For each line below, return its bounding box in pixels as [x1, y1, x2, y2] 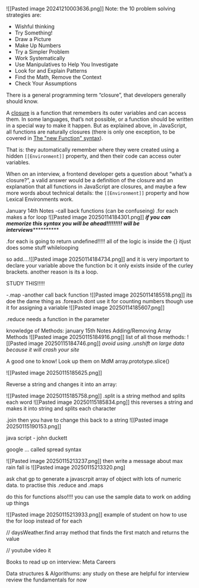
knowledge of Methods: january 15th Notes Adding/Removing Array [6, 327, 171, 334]
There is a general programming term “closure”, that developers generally [6, 92, 186, 98]
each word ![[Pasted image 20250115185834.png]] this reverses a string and [6, 399, 193, 406]
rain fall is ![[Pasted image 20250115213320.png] [6, 464, 126, 471]
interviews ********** [6, 226, 59, 233]
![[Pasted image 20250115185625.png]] [6, 369, 102, 376]
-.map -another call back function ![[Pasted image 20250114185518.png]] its [6, 291, 192, 298]
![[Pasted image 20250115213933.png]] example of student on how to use [6, 511, 187, 518]
